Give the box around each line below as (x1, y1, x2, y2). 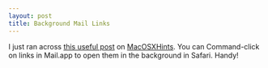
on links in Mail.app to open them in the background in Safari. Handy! (8, 50, 239, 60)
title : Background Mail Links (8, 19, 111, 28)
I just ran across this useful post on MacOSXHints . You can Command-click (8, 41, 260, 51)
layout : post (8, 11, 53, 20)
